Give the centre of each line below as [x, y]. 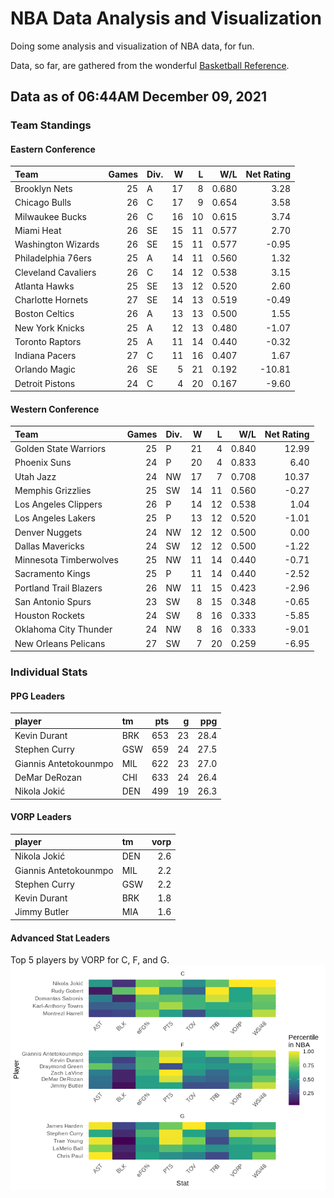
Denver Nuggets [48, 532]
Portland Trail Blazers [58, 588]
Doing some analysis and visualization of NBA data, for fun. [132, 46]
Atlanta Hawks [44, 286]
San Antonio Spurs [53, 601]
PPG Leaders [38, 696]
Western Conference [55, 409]
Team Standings [51, 125]
